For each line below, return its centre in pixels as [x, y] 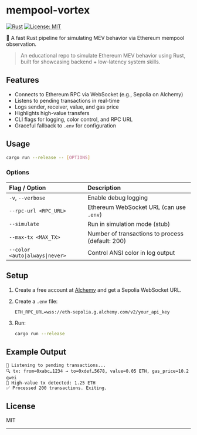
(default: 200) [107, 241]
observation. [21, 44]
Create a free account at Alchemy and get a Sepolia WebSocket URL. [98, 290]
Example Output [36, 352]
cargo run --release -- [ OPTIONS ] [48, 157]
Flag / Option [28, 187]
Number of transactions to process [135, 234]
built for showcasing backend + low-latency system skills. [90, 62]
